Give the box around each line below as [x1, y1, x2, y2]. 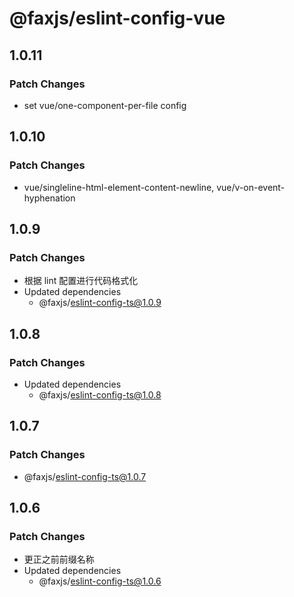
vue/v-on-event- [216, 181, 286, 193]
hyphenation [23, 192, 76, 204]
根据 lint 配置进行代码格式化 [23, 275, 139, 287]
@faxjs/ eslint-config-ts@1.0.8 [38, 388, 162, 401]
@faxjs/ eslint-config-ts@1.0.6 [38, 575, 162, 587]
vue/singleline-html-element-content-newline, [23, 181, 215, 193]
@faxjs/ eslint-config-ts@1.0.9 [38, 297, 162, 309]
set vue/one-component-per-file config [23, 99, 187, 111]
